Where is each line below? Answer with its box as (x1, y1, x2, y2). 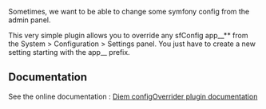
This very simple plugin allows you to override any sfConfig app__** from (8, 31, 248, 40)
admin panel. (8, 15, 51, 25)
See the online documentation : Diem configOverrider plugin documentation (8, 91, 258, 101)
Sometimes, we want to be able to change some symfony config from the (8, 7, 250, 16)
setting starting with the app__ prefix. (8, 48, 130, 56)
